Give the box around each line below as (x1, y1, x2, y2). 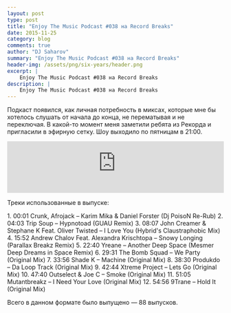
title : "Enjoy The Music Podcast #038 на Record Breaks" (7, 23, 174, 30)
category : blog (7, 36, 51, 43)
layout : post (7, 10, 45, 17)
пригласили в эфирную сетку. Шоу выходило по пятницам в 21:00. (7, 128, 203, 136)
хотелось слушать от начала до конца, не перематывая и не (7, 113, 185, 121)
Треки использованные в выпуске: (7, 199, 109, 207)
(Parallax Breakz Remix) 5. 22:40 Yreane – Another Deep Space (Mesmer (7, 241, 214, 250)
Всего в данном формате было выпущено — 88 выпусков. (7, 299, 179, 307)
